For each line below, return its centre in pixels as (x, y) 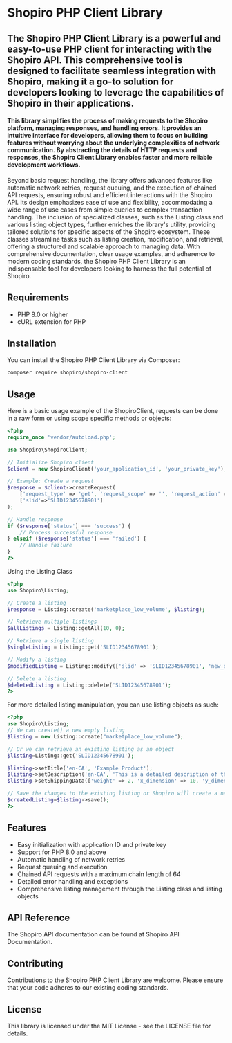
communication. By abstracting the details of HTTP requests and (102, 150)
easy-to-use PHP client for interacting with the (109, 49)
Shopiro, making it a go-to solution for (90, 81)
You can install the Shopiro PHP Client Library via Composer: (94, 360)
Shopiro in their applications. (71, 103)
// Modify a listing (37, 660)
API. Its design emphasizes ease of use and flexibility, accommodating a (110, 202)
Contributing (35, 963)
